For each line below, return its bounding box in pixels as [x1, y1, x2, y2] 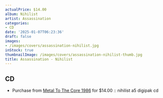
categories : [5, 20, 29, 26]
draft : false [5, 34, 32, 39]
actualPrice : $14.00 [5, 7, 47, 12]
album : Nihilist [5, 12, 38, 16]
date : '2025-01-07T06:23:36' [5, 30, 64, 34]
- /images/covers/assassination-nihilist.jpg [5, 43, 99, 48]
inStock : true [5, 48, 34, 52]
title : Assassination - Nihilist [5, 57, 73, 62]
